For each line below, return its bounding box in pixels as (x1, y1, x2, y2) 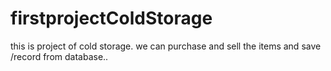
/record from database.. (10, 50, 109, 62)
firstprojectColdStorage (10, 7, 213, 30)
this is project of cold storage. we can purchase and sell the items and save (10, 40, 322, 52)
